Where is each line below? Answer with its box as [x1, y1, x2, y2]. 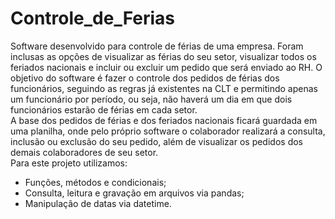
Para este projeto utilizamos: [10, 157, 128, 169]
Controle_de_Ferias [10, 7, 176, 30]
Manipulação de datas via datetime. [24, 197, 172, 209]
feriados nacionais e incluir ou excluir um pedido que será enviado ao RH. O [10, 61, 323, 73]
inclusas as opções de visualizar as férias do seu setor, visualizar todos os [10, 50, 317, 62]
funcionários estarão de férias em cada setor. [10, 103, 198, 116]
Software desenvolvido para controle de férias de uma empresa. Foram [10, 40, 304, 52]
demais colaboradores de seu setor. [10, 146, 159, 158]
